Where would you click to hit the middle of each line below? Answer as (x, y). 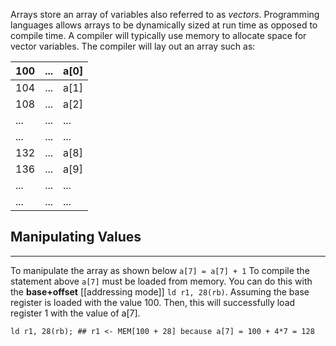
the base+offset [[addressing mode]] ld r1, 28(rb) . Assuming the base (160, 291)
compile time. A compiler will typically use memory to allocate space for (158, 35)
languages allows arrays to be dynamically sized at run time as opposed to (164, 25)
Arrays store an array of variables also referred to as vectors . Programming (165, 14)
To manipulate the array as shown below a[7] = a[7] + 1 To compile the (160, 270)
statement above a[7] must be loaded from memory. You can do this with (161, 281)
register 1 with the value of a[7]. (75, 313)
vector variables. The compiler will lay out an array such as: (133, 46)
